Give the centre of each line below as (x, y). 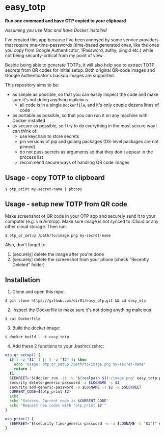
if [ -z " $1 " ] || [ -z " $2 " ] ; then (48, 360)
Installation (23, 280)
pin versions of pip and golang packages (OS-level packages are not (89, 141)
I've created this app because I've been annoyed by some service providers (82, 40)
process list (31, 157)
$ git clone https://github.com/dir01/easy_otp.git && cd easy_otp (76, 301)
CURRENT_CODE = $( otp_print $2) (40, 392)
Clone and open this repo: (38, 292)
